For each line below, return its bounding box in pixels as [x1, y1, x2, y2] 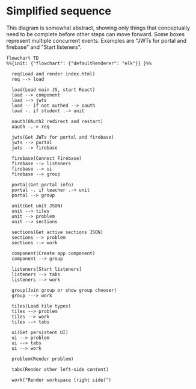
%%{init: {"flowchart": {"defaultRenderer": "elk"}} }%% [6, 60, 152, 66]
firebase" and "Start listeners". [6, 43, 82, 51]
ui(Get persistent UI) [11, 329, 69, 335]
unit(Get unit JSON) [11, 203, 63, 209]
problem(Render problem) [11, 356, 74, 362]
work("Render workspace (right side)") [11, 377, 112, 383]
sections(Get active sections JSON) [11, 229, 103, 235]
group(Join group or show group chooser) [11, 287, 117, 293]
